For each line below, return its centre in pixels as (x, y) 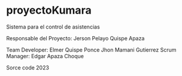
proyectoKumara (49, 10)
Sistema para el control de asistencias (53, 27)
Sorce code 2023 (28, 67)
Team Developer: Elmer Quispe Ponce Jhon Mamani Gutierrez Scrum (91, 50)
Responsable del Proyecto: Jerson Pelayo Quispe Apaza (75, 38)
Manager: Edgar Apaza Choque (45, 56)
